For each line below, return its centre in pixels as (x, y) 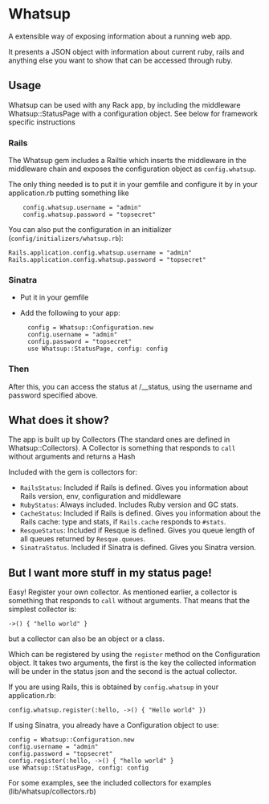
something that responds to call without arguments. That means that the (129, 601)
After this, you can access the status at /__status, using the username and (130, 386)
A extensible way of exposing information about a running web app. (120, 36)
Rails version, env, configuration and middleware (100, 496)
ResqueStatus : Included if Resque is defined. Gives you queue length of (137, 530)
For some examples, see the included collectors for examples (110, 783)
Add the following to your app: (70, 313)
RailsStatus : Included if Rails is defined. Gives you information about (134, 488)
